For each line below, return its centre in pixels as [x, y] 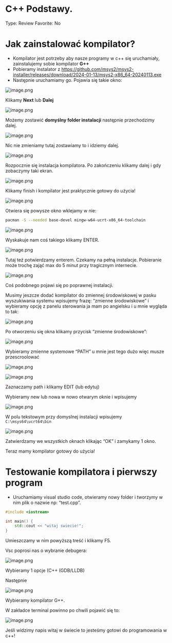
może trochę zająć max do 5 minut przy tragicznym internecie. [71, 265]
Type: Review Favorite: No [33, 23]
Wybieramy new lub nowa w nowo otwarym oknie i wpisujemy [71, 397]
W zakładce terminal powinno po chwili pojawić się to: [63, 611]
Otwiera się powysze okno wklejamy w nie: [51, 210]
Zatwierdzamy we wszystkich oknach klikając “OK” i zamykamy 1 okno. [81, 441]
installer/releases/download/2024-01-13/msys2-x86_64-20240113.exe [87, 75]
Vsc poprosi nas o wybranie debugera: [46, 550]
